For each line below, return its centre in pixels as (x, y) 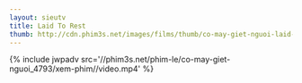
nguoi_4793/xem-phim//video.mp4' (75, 69)
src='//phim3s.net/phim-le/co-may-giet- (155, 60)
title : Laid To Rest (48, 26)
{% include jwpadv (44, 60)
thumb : (22, 34)
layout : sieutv (38, 17)
